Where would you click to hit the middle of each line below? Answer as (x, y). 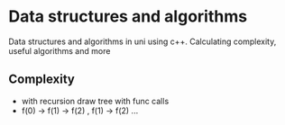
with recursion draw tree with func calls (95, 101)
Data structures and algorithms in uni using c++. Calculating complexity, (142, 41)
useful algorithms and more (60, 50)
